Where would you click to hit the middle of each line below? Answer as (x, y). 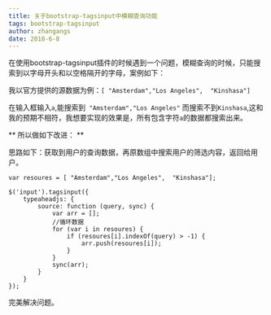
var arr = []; (76, 214)
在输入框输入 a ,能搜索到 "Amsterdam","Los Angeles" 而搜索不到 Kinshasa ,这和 (136, 107)
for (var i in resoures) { (98, 230)
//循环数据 (68, 222)
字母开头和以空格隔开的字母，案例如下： (97, 73)
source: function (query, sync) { (96, 207)
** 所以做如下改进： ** (46, 135)
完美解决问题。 (33, 303)
